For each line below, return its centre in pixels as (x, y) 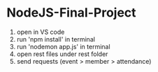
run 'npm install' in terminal (56, 39)
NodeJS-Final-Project (72, 13)
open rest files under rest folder (62, 54)
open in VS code (41, 32)
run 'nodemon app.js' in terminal (63, 46)
